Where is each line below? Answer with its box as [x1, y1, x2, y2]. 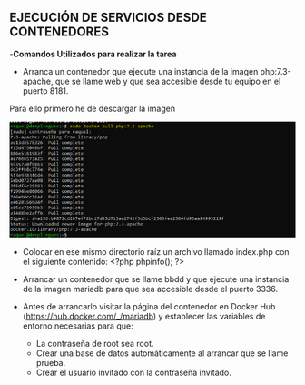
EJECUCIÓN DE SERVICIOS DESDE [9, 10, 207, 25]
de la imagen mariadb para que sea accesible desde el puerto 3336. [22, 283, 279, 294]
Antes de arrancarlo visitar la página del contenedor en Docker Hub [22, 300, 276, 311]
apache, [22, 76, 54, 86]
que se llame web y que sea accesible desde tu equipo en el [54, 76, 281, 86]
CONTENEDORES [9, 25, 109, 40]
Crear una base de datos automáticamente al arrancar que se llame [35, 348, 289, 359]
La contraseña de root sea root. [35, 338, 154, 349]
